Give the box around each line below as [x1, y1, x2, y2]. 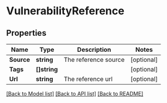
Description [77, 46, 112, 54]
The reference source [63, 55, 125, 64]
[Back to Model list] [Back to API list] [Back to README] [6, 90, 144, 97]
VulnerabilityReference [6, 4, 125, 18]
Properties [6, 28, 47, 38]
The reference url [63, 75, 113, 83]
